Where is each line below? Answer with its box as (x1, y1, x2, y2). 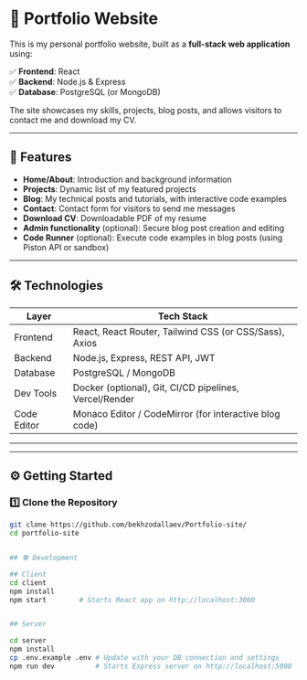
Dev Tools (14, 387, 58, 399)
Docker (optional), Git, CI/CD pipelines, (72, 381, 239, 394)
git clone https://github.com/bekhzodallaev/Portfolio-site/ (9, 520, 248, 529)
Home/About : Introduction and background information (22, 174, 232, 185)
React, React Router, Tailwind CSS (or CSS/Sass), (72, 324, 285, 337)
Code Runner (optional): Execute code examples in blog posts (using (22, 232, 283, 243)
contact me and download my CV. (9, 114, 137, 125)
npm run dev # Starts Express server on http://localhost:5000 (9, 662, 292, 671)
